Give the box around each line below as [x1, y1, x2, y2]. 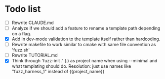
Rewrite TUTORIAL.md [11, 53, 58, 58]
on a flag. [11, 31, 32, 37]
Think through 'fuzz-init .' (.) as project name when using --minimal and [11, 58, 158, 64]
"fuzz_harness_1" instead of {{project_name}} [11, 69, 105, 75]
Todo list [4, 3, 41, 15]
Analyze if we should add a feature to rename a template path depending [11, 26, 161, 31]
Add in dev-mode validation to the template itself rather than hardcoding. [11, 36, 161, 42]
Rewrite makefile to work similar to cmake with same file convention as [11, 42, 156, 48]
